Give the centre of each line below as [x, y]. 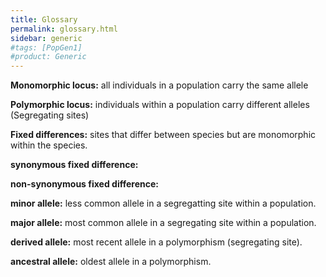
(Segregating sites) [50, 115]
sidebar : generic [46, 38]
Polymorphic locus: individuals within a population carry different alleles [160, 105]
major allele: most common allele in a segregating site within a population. [163, 223]
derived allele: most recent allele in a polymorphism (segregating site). [156, 242]
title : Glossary [44, 19]
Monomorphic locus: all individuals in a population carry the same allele [159, 85]
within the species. [49, 145]
